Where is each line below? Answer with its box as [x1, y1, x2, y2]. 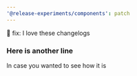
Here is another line [6, 46, 74, 55]
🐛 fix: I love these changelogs [6, 29, 90, 37]
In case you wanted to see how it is [6, 61, 107, 69]
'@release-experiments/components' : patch [6, 10, 130, 17]
